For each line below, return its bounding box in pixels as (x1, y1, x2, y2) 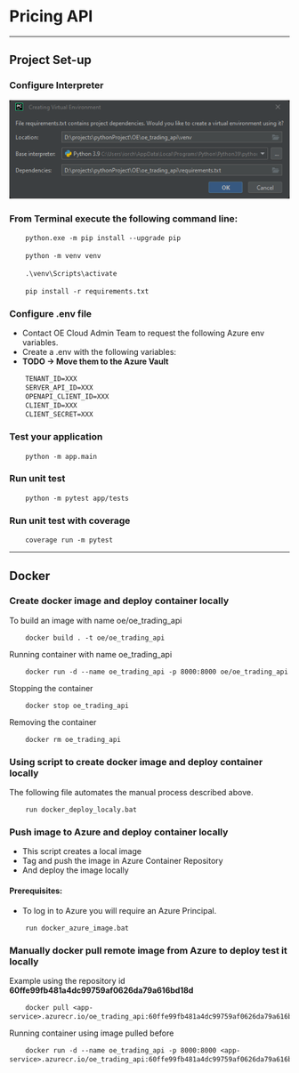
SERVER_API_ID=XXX (25, 383, 93, 392)
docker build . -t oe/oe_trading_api (25, 633, 166, 642)
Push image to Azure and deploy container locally (9, 826, 229, 838)
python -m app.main (25, 452, 98, 461)
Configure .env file (9, 307, 92, 319)
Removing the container (9, 716, 97, 727)
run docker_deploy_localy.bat (25, 805, 138, 815)
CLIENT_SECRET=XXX (25, 410, 93, 419)
